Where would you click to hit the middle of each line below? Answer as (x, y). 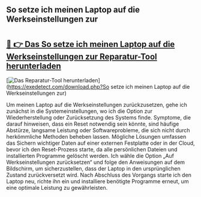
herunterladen (34, 66)
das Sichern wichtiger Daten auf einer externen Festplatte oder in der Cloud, (100, 143)
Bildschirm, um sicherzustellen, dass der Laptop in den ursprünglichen (94, 168)
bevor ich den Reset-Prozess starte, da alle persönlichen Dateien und (92, 149)
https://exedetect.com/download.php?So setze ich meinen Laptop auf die (99, 87)
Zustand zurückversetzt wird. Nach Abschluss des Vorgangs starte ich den (99, 175)
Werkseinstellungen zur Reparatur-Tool (82, 56)
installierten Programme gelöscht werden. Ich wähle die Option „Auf (90, 156)
